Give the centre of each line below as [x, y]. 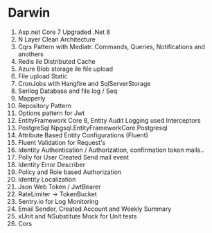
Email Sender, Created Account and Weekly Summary [95, 209]
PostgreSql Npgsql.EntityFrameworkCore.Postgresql [93, 128]
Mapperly [32, 98]
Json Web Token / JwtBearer [59, 187]
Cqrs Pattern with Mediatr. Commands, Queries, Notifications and [111, 46]
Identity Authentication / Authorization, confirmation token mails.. [111, 150]
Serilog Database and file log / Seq [68, 91]
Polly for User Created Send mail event [73, 157]
